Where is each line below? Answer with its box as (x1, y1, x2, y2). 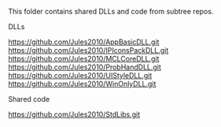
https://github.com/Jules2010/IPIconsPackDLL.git (8, 46, 169, 54)
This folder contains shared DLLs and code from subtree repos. (8, 7, 214, 16)
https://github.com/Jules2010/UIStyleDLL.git (8, 71, 153, 80)
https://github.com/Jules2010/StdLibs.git (8, 110, 141, 119)
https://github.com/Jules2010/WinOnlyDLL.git (8, 79, 157, 88)
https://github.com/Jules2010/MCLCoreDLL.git (8, 54, 160, 63)
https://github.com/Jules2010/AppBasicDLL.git (8, 37, 160, 47)
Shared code (8, 95, 50, 103)
